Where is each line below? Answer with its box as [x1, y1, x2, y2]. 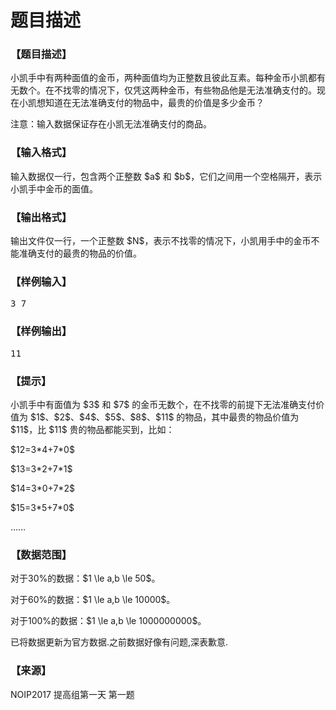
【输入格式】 [10, 146, 73, 160]
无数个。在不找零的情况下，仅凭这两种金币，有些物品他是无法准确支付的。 [10, 84, 317, 96]
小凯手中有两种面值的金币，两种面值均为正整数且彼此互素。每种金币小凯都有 [10, 72, 326, 84]
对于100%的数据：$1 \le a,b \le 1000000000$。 [10, 615, 207, 627]
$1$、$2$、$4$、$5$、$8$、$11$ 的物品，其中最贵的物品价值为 [29, 411, 300, 423]
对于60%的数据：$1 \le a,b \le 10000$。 [10, 594, 176, 606]
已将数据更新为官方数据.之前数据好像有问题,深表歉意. [10, 636, 229, 648]
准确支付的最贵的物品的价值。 [18, 247, 142, 260]
